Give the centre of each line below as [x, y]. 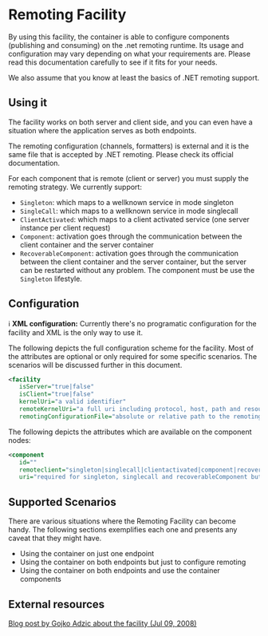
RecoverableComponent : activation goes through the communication [129, 253]
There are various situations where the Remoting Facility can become [122, 521]
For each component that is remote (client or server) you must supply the [129, 178]
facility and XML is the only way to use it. [76, 332]
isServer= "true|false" [56, 387]
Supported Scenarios [63, 502]
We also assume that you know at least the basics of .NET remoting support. [134, 77]
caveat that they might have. [55, 538]
